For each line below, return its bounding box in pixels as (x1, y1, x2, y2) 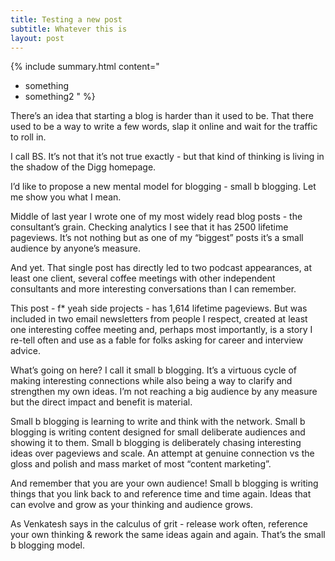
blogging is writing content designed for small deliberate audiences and (10, 426, 306, 438)
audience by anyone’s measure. (10, 242, 141, 255)
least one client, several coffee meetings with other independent (10, 272, 276, 285)
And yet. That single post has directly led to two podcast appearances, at (10, 262, 313, 274)
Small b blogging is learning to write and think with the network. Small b (10, 416, 306, 428)
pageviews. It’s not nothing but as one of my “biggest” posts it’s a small (10, 232, 304, 244)
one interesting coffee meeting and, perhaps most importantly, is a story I (10, 324, 313, 336)
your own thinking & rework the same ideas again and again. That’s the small (10, 529, 326, 541)
